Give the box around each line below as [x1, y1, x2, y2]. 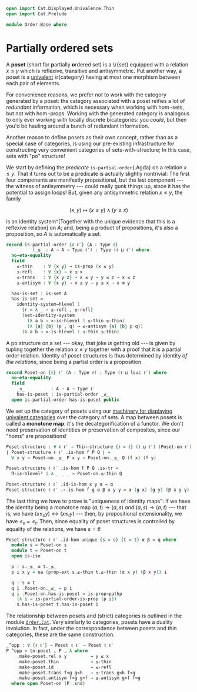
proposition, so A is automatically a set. [6, 230, 102, 238]
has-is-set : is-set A [11, 290, 67, 296]
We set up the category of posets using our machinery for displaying [6, 407, 173, 414]
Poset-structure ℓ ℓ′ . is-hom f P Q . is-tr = [6, 465, 119, 472]
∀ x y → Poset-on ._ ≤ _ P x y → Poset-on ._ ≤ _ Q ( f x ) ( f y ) [11, 454, 157, 461]
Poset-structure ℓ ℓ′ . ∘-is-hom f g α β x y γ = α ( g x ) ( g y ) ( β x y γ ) [6, 487, 190, 493]
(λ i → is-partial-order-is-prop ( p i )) [16, 596, 117, 602]
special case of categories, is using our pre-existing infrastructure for [6, 140, 175, 147]
